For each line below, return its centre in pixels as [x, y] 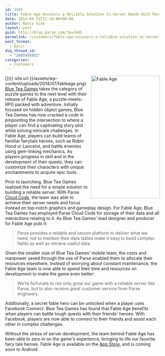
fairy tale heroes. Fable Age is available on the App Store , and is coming [78, 344]
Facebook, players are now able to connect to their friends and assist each [81, 319]
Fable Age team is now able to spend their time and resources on [71, 269]
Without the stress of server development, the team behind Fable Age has [80, 334]
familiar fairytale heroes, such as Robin [45, 141]
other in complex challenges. [34, 324]
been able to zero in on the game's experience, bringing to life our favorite [80, 339]
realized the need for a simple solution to [46, 187]
